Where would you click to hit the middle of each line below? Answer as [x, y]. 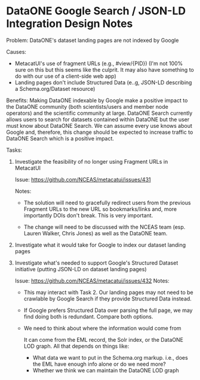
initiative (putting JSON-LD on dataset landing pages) [81, 269]
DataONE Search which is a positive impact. [60, 138]
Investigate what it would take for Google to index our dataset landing [100, 245]
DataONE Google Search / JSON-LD [96, 11]
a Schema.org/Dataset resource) [55, 88]
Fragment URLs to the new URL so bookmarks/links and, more [100, 209]
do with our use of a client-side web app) [65, 76]
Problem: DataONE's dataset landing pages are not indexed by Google [93, 40]
